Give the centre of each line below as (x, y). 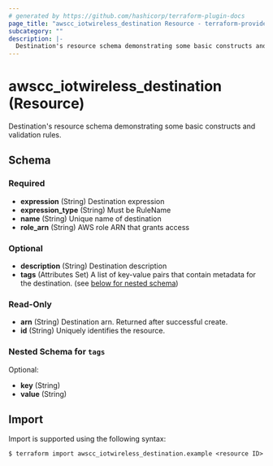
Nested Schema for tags (57, 352)
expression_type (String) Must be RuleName (95, 210)
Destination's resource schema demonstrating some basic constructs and (132, 126)
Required (27, 184)
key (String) (40, 385)
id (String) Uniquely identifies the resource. (92, 331)
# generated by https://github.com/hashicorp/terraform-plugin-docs (127, 16)
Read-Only (30, 304)
